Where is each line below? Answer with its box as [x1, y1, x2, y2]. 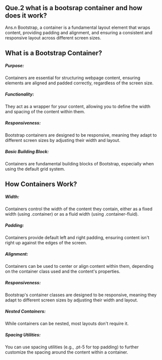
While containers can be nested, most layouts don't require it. [5, 320, 129, 326]
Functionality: [5, 91, 34, 97]
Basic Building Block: [5, 148, 49, 154]
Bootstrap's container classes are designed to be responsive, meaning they [5, 292, 157, 298]
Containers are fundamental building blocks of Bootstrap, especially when [5, 161, 154, 167]
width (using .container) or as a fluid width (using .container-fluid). [5, 211, 139, 217]
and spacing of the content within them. [5, 109, 85, 115]
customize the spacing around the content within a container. [5, 349, 128, 355]
